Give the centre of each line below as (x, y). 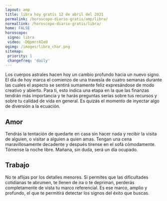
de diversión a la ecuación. (33, 106)
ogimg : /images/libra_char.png (38, 47)
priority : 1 (20, 56)
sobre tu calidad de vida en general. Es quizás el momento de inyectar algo (82, 101)
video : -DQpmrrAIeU (28, 42)
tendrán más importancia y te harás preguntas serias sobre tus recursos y (81, 96)
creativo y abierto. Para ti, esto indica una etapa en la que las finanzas (77, 90)
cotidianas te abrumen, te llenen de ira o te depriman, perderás (70, 182)
